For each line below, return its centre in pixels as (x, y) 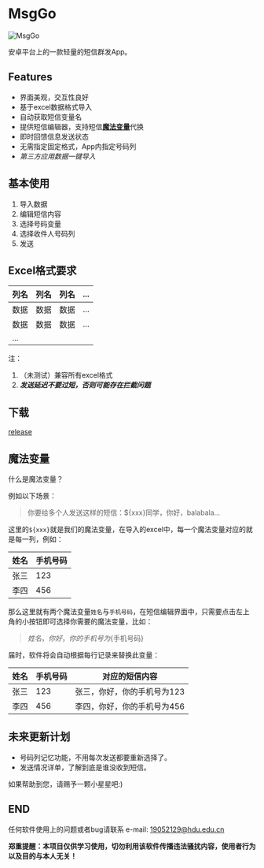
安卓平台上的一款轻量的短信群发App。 (70, 51)
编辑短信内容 (40, 214)
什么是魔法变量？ (36, 479)
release (20, 432)
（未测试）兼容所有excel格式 (66, 375)
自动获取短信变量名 (51, 117)
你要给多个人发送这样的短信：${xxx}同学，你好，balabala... (124, 512)
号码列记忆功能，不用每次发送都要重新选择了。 (95, 757)
